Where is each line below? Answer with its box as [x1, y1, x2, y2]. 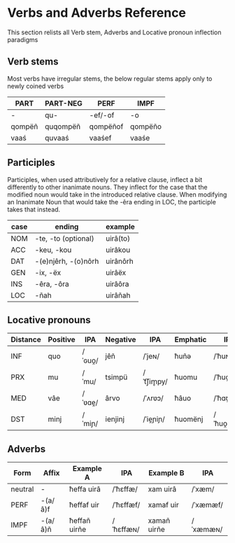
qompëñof [89, 121, 124, 131]
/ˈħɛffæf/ [111, 500, 141, 510]
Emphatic [174, 334, 207, 344]
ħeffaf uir [69, 500, 100, 510]
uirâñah [106, 290, 131, 300]
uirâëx [106, 267, 127, 277]
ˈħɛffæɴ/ [111, 525, 140, 535]
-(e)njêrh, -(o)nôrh [34, 256, 99, 266]
